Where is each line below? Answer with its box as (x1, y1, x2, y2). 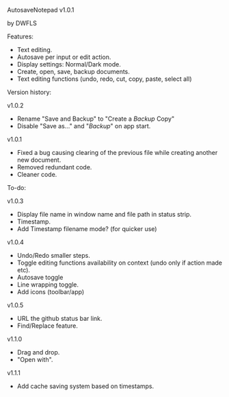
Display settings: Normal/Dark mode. (16, 60, 121, 68)
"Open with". (16, 356, 53, 363)
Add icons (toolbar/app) (16, 288, 85, 296)
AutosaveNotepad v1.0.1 (7, 6, 75, 14)
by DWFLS (7, 19, 38, 27)
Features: (7, 32, 34, 40)
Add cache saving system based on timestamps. (16, 382, 154, 390)
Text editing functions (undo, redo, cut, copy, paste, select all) (16, 75, 192, 83)
